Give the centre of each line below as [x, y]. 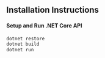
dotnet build [23, 44]
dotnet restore [26, 38]
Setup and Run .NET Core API [44, 25]
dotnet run [20, 50]
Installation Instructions [53, 10]
